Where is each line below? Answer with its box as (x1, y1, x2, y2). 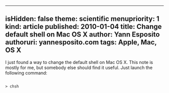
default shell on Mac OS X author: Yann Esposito (5, 30, 160, 39)
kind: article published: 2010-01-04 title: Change (5, 22, 162, 31)
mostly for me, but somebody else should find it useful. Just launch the (5, 64, 153, 70)
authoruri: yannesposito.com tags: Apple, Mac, (5, 38, 157, 46)
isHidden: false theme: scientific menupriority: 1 (5, 14, 159, 23)
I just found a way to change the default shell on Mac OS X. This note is (5, 59, 153, 65)
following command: (5, 69, 48, 75)
